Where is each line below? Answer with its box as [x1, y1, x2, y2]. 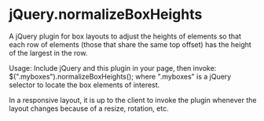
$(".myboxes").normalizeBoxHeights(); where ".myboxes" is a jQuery [9, 71, 232, 81]
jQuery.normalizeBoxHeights [9, 5, 203, 24]
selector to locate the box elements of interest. [9, 80, 160, 90]
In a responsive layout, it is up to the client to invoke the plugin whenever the [9, 95, 257, 104]
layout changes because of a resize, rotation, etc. [9, 104, 169, 113]
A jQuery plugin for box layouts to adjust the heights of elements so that [9, 31, 242, 41]
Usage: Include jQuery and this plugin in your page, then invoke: [9, 63, 217, 72]
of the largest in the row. [9, 48, 88, 57]
